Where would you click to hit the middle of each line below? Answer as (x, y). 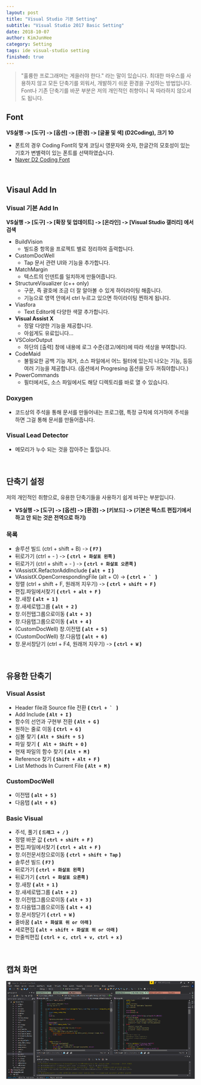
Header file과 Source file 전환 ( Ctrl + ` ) (66, 707)
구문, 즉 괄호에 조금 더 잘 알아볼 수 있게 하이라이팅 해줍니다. (93, 290)
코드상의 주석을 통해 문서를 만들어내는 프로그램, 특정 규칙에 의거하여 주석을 (102, 412)
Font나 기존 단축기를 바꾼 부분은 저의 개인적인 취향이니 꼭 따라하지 (98, 91)
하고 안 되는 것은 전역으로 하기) (51, 517)
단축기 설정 (25, 482)
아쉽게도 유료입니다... (48, 333)
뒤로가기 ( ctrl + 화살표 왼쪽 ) (50, 870)
